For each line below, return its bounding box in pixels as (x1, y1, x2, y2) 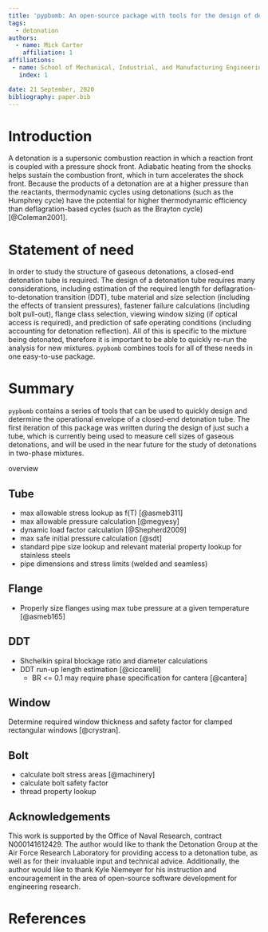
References (8, 910, 86, 928)
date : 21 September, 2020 (8, 85, 94, 93)
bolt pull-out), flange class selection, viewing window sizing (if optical (8, 309, 238, 319)
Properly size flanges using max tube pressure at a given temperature (19, 603, 250, 612)
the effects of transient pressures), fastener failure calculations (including (8, 301, 250, 311)
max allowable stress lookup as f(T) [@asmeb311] (19, 508, 183, 517)
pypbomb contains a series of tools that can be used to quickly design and (8, 406, 247, 415)
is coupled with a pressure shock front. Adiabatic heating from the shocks (8, 162, 251, 171)
